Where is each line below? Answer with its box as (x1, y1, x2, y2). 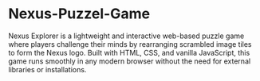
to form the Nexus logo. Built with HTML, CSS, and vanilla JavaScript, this (8, 48, 250, 57)
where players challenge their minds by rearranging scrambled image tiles (8, 39, 252, 48)
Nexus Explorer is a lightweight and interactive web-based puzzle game (8, 31, 245, 40)
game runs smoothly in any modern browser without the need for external (8, 56, 251, 66)
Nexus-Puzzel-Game (8, 5, 150, 23)
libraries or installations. (8, 64, 87, 74)
